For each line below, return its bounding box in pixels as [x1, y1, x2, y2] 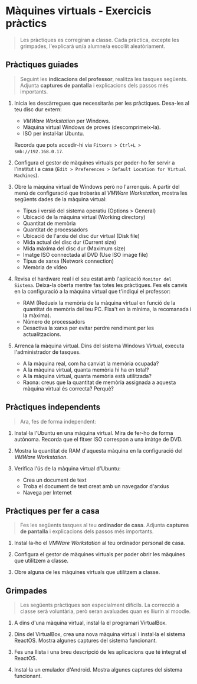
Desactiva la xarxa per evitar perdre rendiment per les [22, 324, 155, 331]
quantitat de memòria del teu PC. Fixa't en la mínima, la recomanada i [22, 305, 192, 312]
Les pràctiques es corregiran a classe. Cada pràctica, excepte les [19, 36, 179, 43]
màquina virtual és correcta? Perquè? [22, 385, 114, 392]
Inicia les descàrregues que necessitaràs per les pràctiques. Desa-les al [14, 99, 190, 107]
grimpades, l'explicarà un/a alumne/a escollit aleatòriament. [19, 43, 166, 50]
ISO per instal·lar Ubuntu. [22, 130, 84, 137]
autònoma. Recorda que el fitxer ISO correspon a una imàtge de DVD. [14, 435, 183, 443]
